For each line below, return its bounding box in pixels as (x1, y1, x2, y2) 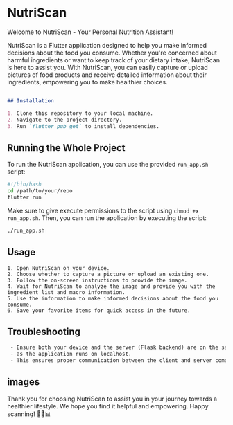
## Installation (7, 97, 54, 105)
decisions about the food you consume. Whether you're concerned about (7, 48, 217, 57)
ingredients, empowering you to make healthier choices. (7, 78, 168, 86)
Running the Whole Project (7, 142, 126, 154)
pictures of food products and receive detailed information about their (7, 71, 207, 79)
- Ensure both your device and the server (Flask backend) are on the (10, 344, 218, 351)
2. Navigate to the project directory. (7, 116, 123, 123)
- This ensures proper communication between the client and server (10, 357, 213, 364)
